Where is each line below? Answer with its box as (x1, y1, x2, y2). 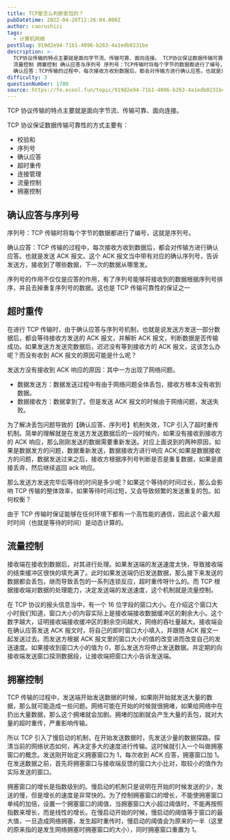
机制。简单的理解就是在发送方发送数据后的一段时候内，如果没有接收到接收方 (7, 429, 223, 437)
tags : (7, 29, 23, 36)
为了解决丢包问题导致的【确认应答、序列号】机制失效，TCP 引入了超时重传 (7, 420, 219, 429)
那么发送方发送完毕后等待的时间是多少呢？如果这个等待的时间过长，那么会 (7, 478, 217, 486)
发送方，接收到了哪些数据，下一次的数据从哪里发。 (7, 260, 151, 269)
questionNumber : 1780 (7, 80, 69, 87)
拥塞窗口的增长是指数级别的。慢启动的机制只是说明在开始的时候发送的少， (7, 782, 217, 791)
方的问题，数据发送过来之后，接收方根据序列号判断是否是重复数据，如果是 (7, 455, 217, 463)
